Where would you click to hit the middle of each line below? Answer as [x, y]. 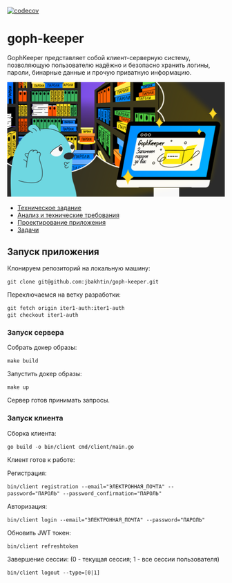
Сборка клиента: [32, 433]
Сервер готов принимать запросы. [59, 400]
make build [23, 361]
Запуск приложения [53, 251]
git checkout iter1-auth [43, 315]
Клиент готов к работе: [41, 459]
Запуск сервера [36, 332]
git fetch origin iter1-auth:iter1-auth [66, 308]
